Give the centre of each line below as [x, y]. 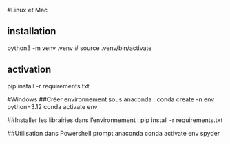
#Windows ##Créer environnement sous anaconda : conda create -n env [111, 99]
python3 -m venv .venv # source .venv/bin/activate [80, 48]
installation [32, 31]
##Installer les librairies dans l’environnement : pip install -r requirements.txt [115, 120]
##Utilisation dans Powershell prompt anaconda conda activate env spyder [114, 133]
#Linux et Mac [28, 10]
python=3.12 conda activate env [52, 106]
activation [29, 70]
